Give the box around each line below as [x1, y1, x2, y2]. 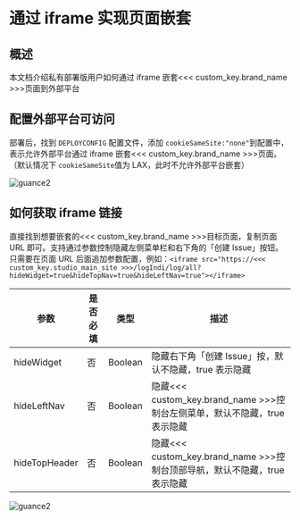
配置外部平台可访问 [9, 112, 115, 127]
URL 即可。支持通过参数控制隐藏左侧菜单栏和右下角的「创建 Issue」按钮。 [9, 242, 284, 253]
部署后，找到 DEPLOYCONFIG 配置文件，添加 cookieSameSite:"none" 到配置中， [9, 137, 289, 147]
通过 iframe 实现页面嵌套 [9, 8, 192, 29]
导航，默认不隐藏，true [187, 464, 285, 476]
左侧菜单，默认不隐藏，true [169, 407, 285, 419]
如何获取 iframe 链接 [9, 205, 123, 221]
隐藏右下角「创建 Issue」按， [151, 349, 275, 362]
